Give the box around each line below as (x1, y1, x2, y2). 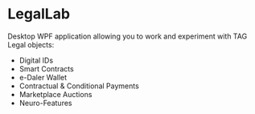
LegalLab (7, 5, 70, 23)
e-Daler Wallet (19, 72, 68, 82)
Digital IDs (19, 55, 54, 65)
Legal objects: (7, 39, 55, 49)
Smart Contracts (19, 63, 74, 73)
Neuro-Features (19, 98, 72, 108)
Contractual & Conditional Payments (19, 81, 140, 91)
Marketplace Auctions (19, 89, 93, 99)
